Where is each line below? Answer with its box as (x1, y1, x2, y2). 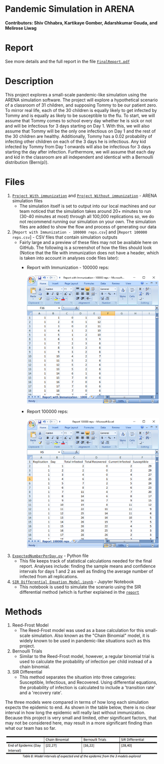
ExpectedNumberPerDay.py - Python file (12, 553, 89, 559)
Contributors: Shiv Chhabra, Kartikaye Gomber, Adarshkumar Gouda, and (5, 20, 158, 25)
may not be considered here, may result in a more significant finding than (5, 720, 152, 726)
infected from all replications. (19, 573, 79, 579)
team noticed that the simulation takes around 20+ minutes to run (19, 208, 151, 214)
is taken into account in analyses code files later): (19, 255, 119, 261)
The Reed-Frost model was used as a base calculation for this (19, 628, 144, 633)
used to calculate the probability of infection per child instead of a (19, 659, 152, 665)
